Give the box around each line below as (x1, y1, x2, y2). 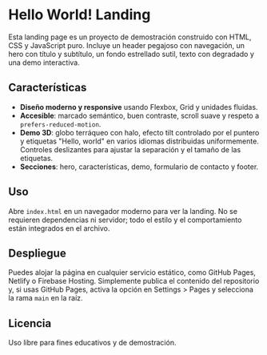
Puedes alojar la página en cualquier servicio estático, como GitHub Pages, (8, 268, 256, 277)
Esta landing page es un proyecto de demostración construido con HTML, (8, 32, 252, 42)
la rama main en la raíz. (8, 293, 83, 303)
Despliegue (8, 246, 66, 260)
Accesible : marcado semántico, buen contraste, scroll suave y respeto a (19, 111, 260, 120)
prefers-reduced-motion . (19, 119, 102, 129)
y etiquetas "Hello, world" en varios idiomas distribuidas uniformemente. (19, 136, 260, 146)
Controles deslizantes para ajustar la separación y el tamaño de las (19, 144, 241, 154)
